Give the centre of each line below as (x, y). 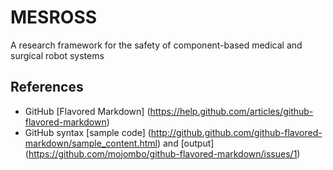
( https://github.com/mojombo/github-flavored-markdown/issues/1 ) (162, 153)
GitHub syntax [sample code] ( (88, 132)
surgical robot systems (57, 55)
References (47, 87)
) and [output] (185, 143)
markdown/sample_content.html (91, 143)
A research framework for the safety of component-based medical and (156, 45)
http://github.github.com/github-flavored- (236, 132)
